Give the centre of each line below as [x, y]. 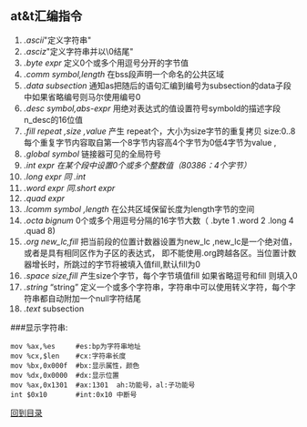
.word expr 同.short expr [69, 188]
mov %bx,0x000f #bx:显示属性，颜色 [75, 366]
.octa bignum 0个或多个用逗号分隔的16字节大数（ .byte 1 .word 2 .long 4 [159, 220]
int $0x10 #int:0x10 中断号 [74, 394]
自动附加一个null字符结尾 [95, 298]
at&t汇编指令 [46, 16]
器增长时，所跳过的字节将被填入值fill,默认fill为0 [112, 264]
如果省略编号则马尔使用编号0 [86, 97]
